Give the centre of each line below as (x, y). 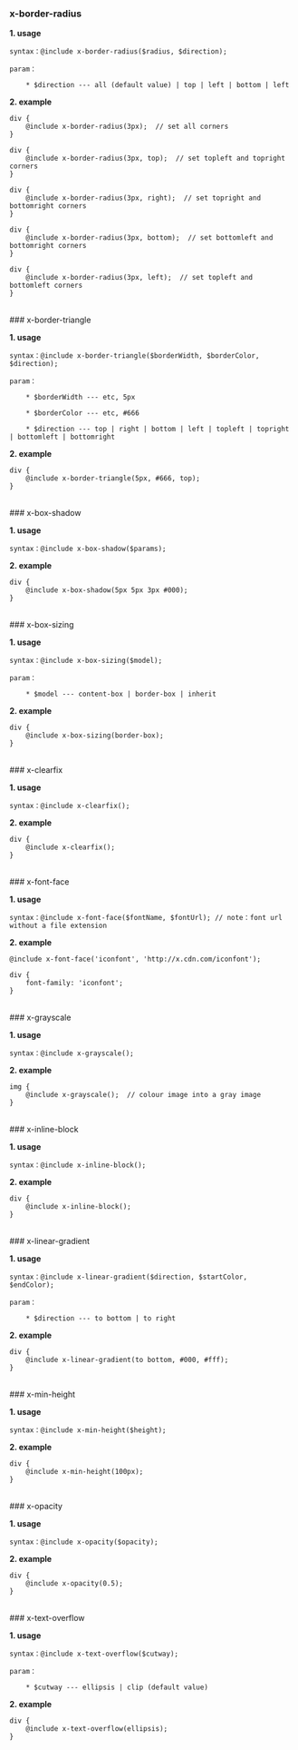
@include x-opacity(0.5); (75, 1584)
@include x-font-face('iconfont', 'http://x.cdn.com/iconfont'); (135, 959)
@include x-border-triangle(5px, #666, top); (113, 479)
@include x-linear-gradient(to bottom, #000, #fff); (127, 1360)
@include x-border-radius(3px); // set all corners (127, 127)
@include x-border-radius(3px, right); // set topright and (143, 198)
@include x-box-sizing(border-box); (95, 736)
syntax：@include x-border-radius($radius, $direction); (119, 52)
